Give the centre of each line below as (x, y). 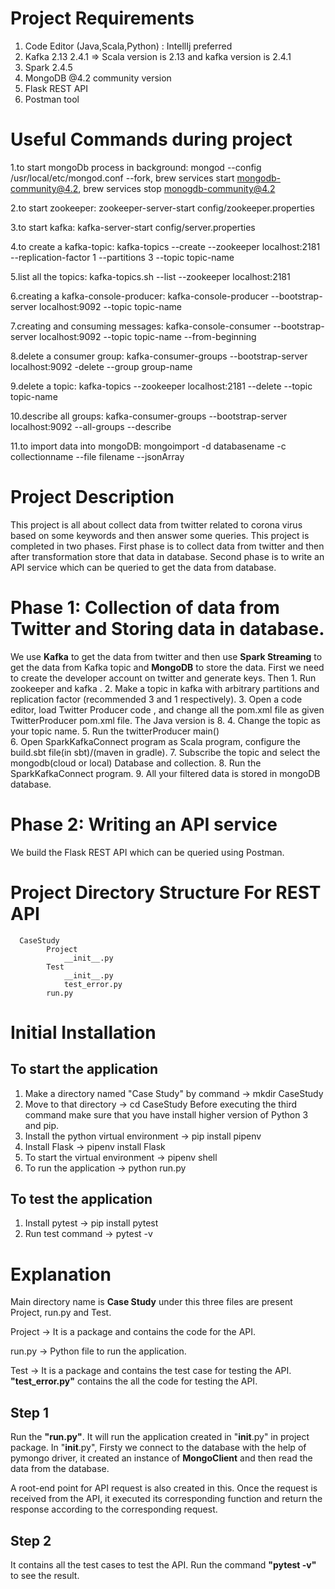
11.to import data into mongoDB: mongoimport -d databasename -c (148, 446)
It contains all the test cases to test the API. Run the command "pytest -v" (163, 1565)
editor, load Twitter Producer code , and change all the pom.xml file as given (167, 709)
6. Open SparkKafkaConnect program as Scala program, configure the (155, 741)
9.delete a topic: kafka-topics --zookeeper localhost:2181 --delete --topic (161, 386)
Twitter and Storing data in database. (167, 629)
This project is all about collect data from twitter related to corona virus (156, 524)
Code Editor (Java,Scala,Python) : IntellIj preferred (128, 46)
